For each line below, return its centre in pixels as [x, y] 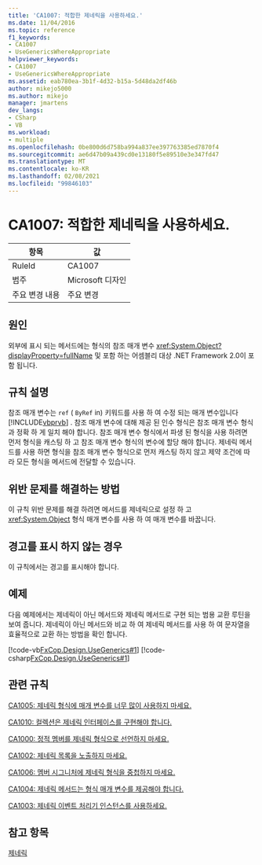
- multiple [26, 140]
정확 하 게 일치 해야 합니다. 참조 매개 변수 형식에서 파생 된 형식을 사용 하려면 [132, 432]
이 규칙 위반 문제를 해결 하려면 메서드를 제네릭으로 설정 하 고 [100, 510]
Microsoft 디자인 [97, 280]
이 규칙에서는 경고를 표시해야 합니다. [64, 566]
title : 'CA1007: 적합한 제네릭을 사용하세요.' [76, 15]
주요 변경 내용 [36, 294]
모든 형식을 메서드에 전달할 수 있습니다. [76, 462]
